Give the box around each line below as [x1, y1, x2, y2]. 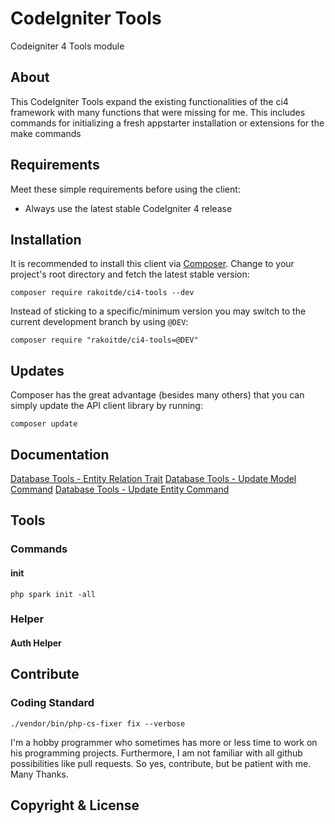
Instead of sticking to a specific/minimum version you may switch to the [10, 305, 307, 317]
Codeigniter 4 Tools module [10, 40, 125, 52]
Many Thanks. [10, 768, 69, 780]
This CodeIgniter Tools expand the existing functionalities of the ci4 [10, 95, 289, 107]
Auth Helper [10, 637, 62, 649]
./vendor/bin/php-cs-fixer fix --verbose [10, 718, 186, 729]
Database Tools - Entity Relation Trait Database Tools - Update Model [10, 473, 297, 484]
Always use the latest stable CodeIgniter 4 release [24, 202, 233, 214]
